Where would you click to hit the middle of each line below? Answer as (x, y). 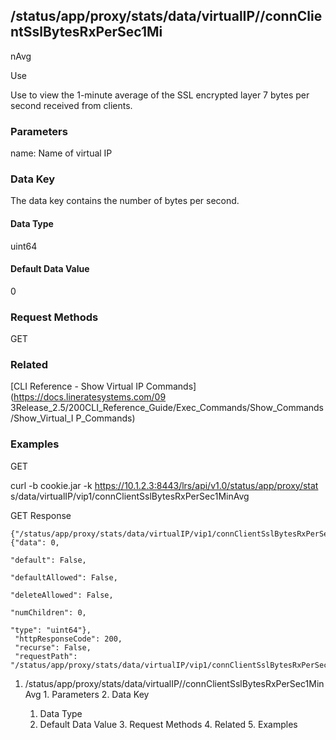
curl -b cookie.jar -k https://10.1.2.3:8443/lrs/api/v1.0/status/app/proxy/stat (164, 485)
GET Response (41, 515)
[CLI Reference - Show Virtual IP (77, 386)
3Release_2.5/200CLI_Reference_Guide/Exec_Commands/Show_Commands (167, 408)
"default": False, (48, 560)
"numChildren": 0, (48, 612)
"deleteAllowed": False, (62, 595)
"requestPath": (46, 656)
